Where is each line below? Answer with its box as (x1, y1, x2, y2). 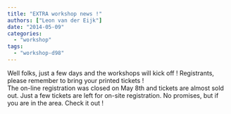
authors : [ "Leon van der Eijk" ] (7, 17, 102, 24)
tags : (7, 43, 23, 50)
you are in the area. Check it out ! (7, 99, 104, 107)
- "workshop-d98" (13, 50, 65, 57)
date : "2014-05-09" (7, 23, 65, 30)
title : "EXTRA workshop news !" (7, 10, 102, 18)
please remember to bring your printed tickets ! (7, 76, 144, 84)
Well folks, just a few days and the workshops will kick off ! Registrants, (7, 68, 215, 77)
